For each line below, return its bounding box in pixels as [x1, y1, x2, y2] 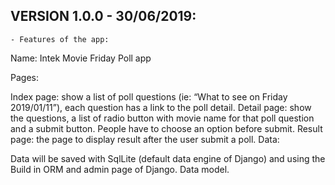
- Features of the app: [10, 34, 110, 44]
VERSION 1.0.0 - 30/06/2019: [10, 8, 197, 25]
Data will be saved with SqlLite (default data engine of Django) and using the [10, 152, 326, 164]
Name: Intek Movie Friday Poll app [10, 52, 152, 64]
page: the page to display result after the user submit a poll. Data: [10, 133, 280, 145]
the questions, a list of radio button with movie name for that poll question [10, 112, 315, 124]
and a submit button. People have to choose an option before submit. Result [10, 122, 323, 134]
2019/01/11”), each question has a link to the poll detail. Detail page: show [10, 101, 312, 113]
